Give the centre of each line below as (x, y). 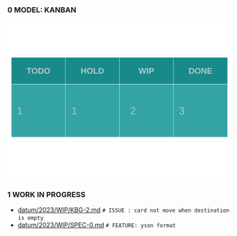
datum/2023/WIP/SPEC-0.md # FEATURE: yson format (97, 225)
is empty (31, 218)
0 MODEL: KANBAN (42, 10)
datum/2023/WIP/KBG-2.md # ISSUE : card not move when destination (123, 210)
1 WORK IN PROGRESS (46, 195)
